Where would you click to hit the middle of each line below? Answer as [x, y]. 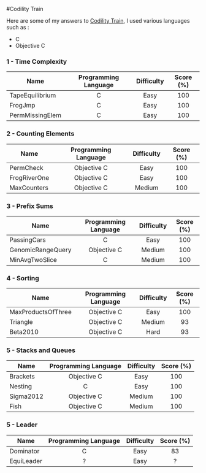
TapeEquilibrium [33, 96]
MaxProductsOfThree [41, 312]
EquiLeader [26, 461]
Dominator [25, 451]
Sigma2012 [27, 396]
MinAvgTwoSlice [33, 260]
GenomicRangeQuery [40, 250]
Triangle [21, 322]
